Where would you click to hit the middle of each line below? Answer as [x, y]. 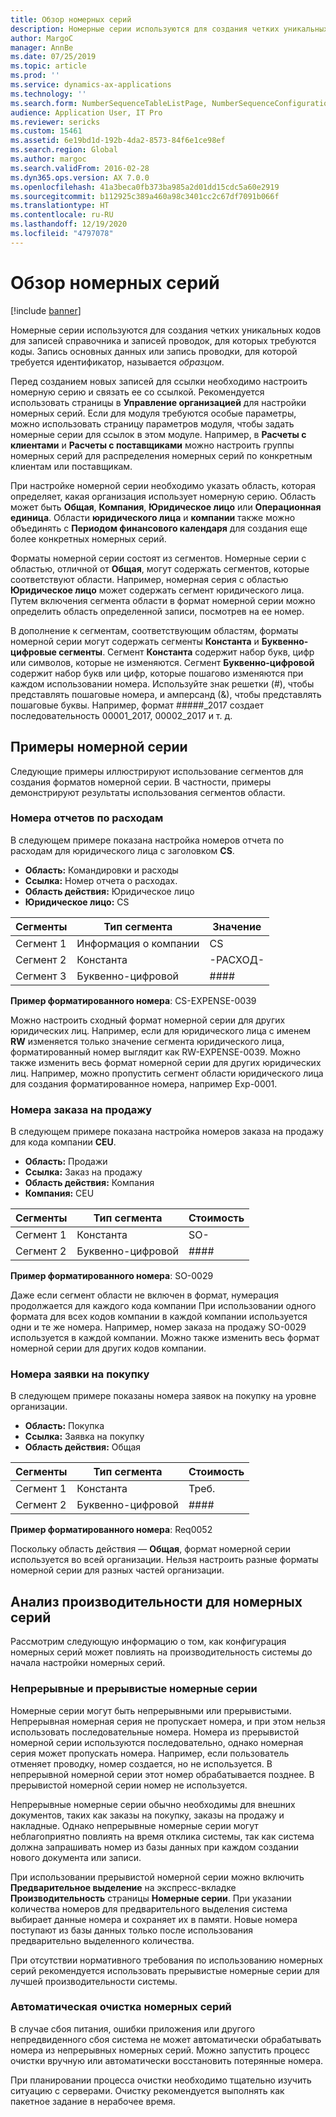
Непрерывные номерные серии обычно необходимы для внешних [153, 1804]
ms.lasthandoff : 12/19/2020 [69, 224]
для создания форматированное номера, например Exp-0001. [144, 1083]
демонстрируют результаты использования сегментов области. [148, 792]
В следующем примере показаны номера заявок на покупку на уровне [163, 1396]
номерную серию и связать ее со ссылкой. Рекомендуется [137, 392]
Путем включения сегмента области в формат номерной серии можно [163, 600]
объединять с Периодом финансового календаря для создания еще [159, 528]
